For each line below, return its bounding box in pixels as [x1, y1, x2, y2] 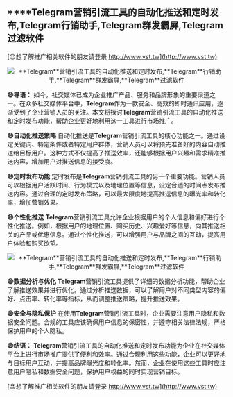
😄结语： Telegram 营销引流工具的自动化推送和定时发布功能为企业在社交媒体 [7, 341, 225, 349]
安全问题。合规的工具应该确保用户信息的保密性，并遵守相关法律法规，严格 [12, 318, 226, 326]
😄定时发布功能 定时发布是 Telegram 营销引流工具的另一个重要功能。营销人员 [7, 172, 225, 180]
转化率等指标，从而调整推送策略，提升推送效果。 [43, 294, 184, 303]
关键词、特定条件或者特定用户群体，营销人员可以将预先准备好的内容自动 [12, 140, 220, 148]
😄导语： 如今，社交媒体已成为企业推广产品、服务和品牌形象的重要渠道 [7, 90, 210, 99]
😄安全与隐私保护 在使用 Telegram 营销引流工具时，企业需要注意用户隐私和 [7, 309, 220, 317]
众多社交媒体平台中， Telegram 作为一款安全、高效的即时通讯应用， [25, 99, 217, 108]
